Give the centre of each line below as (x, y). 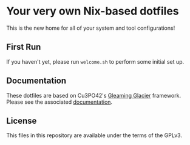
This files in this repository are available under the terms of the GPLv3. (94, 135)
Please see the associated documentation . (59, 102)
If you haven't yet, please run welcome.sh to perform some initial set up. (95, 61)
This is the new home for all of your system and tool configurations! (91, 28)
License (22, 120)
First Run (24, 47)
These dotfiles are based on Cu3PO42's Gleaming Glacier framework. (93, 95)
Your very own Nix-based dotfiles (93, 11)
